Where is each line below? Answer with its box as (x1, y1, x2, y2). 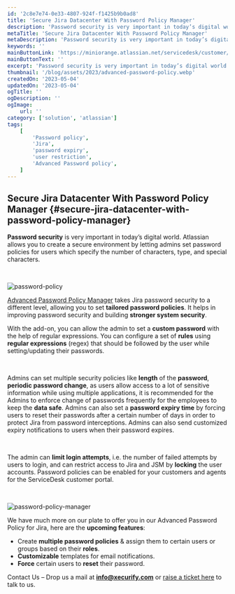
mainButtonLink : (7, 50, 55, 57)
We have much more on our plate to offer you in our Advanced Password (7, 516, 218, 525)
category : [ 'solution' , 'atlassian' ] (7, 114, 117, 121)
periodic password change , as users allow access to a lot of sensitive (7, 381, 210, 389)
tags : (7, 120, 23, 128)
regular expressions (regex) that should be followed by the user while (7, 339, 210, 347)
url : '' (20, 108, 42, 115)
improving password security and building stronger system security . (7, 311, 208, 319)
